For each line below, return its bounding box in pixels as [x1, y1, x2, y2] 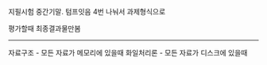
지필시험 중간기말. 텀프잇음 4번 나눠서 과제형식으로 [8, 7, 166, 16]
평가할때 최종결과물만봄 [8, 24, 81, 33]
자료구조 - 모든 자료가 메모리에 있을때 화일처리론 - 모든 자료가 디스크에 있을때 [8, 48, 248, 57]
